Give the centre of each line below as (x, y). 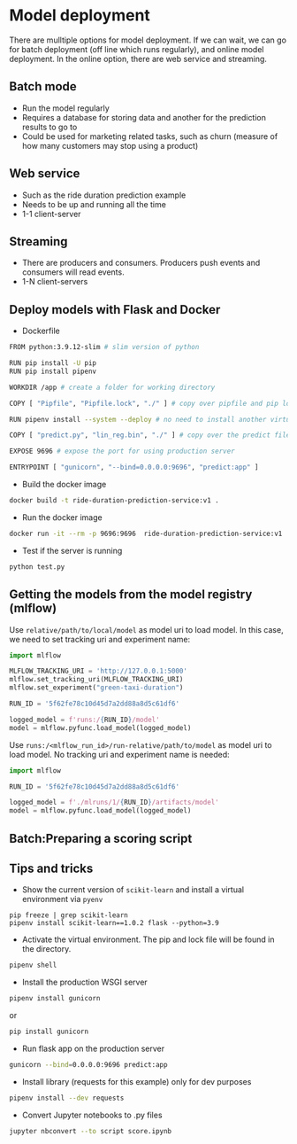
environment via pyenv (62, 899)
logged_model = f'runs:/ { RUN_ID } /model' (85, 720)
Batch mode (43, 86)
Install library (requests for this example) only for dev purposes (137, 1081)
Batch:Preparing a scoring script (101, 838)
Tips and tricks (51, 868)
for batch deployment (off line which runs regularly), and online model (137, 49)
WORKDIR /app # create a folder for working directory (112, 387)
